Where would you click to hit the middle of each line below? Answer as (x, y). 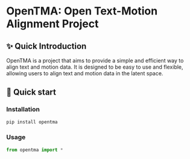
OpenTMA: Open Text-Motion (82, 11)
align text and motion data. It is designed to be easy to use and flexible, (95, 67)
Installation (23, 110)
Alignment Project (52, 24)
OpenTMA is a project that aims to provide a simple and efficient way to (95, 61)
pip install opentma (32, 122)
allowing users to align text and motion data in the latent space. (85, 73)
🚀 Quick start (31, 92)
